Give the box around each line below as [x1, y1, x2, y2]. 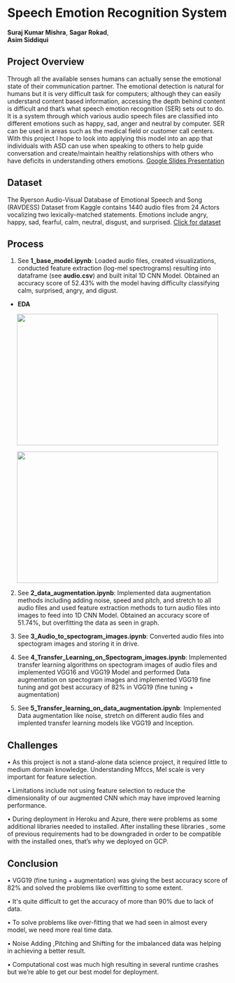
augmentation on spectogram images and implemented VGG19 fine [17, 675, 211, 684]
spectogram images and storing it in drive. [17, 639, 140, 648]
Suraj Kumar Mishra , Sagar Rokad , [7, 28, 109, 36]
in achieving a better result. [7, 947, 86, 955]
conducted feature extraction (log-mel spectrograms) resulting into [17, 264, 211, 273]
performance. [7, 801, 47, 810]
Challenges [7, 739, 58, 751]
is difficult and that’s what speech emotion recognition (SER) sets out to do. [7, 104, 225, 113]
